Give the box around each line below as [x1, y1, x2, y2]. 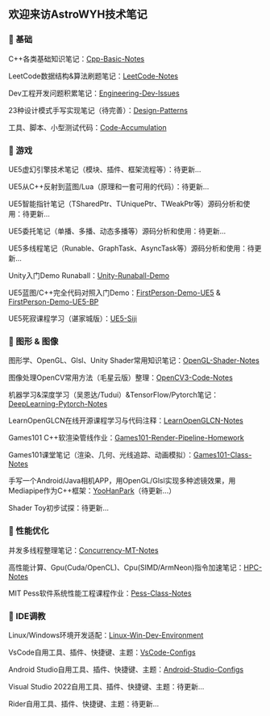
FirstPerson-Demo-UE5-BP [8, 297, 99, 306]
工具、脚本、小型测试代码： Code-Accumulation [8, 122, 167, 132]
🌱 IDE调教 [8, 610, 46, 621]
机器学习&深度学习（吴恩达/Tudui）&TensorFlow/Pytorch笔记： [8, 390, 219, 400]
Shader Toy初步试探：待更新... [8, 503, 110, 513]
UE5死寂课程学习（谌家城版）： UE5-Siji [8, 314, 137, 323]
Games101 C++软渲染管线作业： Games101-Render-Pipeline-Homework [8, 433, 244, 443]
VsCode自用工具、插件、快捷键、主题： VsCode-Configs [8, 647, 196, 657]
